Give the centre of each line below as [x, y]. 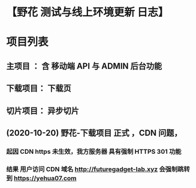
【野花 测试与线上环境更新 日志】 [88, 12]
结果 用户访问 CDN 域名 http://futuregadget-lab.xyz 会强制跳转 [98, 169]
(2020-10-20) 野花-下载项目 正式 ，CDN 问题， [94, 133]
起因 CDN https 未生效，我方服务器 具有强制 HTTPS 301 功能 [94, 151]
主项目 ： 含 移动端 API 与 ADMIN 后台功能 [84, 66]
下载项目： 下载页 [39, 89]
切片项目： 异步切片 [43, 111]
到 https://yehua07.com [41, 178]
